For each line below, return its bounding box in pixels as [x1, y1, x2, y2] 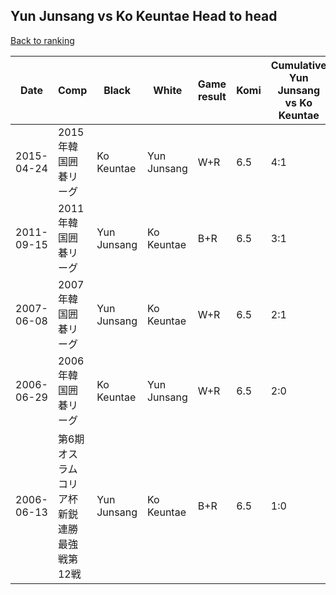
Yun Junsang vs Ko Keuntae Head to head [10, 8, 278, 25]
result [197, 89, 227, 103]
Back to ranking [10, 34, 75, 46]
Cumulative [270, 58, 327, 72]
